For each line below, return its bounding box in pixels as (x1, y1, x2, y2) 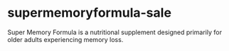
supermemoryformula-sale (7, 5, 172, 21)
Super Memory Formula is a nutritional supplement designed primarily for (7, 28, 223, 36)
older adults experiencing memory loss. (7, 35, 124, 43)
